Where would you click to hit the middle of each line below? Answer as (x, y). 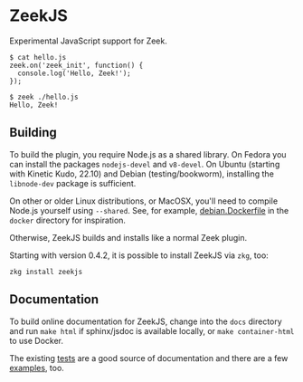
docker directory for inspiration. (68, 220)
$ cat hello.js (38, 57)
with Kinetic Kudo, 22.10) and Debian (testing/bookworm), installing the (142, 174)
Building (33, 133)
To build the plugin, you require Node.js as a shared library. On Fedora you (148, 154)
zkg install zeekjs (46, 272)
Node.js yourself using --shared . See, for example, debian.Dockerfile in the (149, 210)
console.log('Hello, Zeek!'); (74, 73)
